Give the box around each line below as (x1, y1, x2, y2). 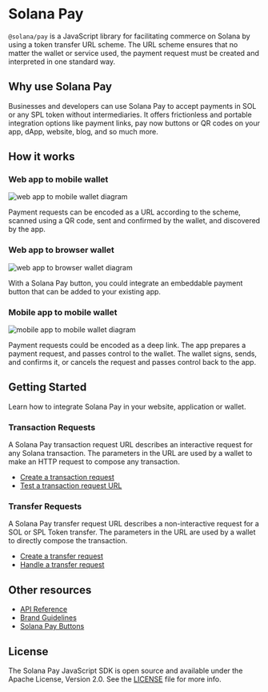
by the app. (8, 225, 46, 234)
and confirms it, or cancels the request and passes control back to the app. (8, 358, 257, 367)
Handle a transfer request (19, 560, 105, 570)
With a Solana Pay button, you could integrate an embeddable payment (8, 278, 243, 288)
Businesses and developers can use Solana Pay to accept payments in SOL (8, 101, 257, 110)
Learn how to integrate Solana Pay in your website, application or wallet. (8, 402, 246, 411)
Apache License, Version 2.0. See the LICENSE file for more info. (8, 674, 222, 684)
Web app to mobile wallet (8, 174, 109, 185)
